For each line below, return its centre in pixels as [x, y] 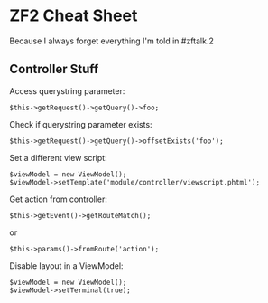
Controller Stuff [54, 69]
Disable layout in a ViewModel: [66, 265]
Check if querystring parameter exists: [81, 124]
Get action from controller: [59, 199]
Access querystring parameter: [67, 90]
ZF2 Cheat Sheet [74, 16]
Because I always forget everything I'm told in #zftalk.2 [112, 41]
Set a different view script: [58, 157]
